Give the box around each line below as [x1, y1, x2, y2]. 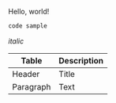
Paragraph [12, 81, 51, 92]
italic [8, 36, 24, 46]
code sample [8, 22, 47, 30]
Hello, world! [8, 7, 50, 16]
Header [12, 68, 40, 79]
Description [58, 55, 104, 66]
